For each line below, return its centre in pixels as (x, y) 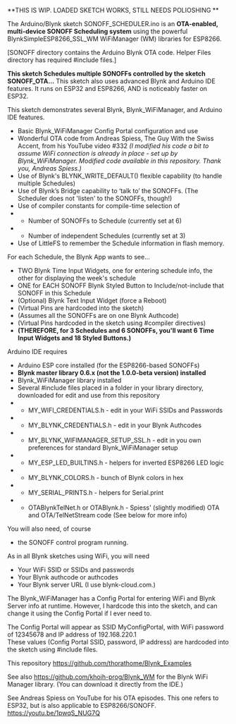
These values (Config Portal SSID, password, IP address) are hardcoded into (118, 642)
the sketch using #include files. (52, 649)
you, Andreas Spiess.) (50, 168)
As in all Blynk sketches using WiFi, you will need (79, 556)
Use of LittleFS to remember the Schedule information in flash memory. (121, 243)
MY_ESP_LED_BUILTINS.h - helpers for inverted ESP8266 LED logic (126, 462)
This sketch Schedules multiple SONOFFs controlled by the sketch (106, 74)
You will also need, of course (49, 529)
